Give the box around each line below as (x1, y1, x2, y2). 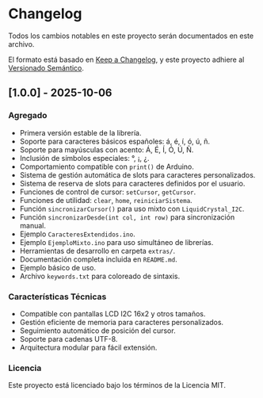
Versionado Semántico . (8, 63, 85, 72)
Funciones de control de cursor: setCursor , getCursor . (19, 187, 196, 197)
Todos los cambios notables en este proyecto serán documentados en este (8, 31, 254, 40)
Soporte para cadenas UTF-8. (19, 334, 118, 343)
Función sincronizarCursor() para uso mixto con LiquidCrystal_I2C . (19, 204, 245, 213)
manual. (19, 220, 46, 230)
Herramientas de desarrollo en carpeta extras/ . (19, 246, 176, 255)
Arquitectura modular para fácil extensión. (19, 343, 158, 352)
